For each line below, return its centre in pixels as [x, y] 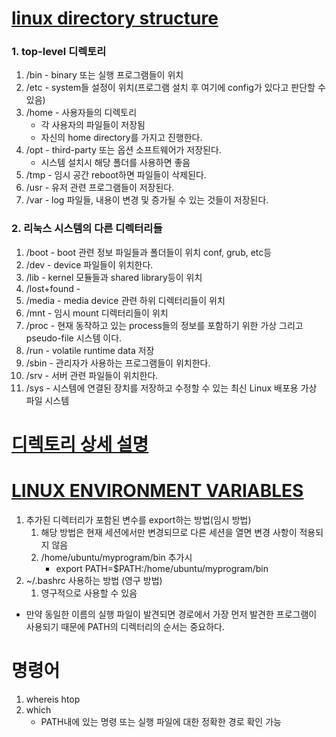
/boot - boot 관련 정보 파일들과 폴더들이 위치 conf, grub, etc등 [149, 252]
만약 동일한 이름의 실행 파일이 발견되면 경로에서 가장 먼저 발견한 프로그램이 [171, 614]
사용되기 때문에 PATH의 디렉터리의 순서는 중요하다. [125, 626]
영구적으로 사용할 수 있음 [89, 593]
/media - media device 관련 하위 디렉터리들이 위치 [125, 300]
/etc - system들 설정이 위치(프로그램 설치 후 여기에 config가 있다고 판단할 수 [175, 88]
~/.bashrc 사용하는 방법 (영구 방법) [94, 580]
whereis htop [53, 699]
